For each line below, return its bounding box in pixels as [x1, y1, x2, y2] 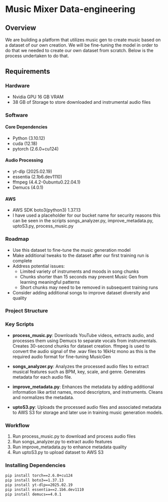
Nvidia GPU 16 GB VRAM [12, 94, 64, 100]
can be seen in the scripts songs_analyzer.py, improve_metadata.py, [12, 218, 154, 224]
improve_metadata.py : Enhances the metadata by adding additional [12, 384, 154, 390]
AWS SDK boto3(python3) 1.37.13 [12, 207, 81, 213]
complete [12, 257, 33, 264]
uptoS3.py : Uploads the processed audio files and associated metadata [12, 404, 161, 410]
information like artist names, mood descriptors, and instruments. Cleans [12, 389, 163, 395]
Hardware [5, 82, 30, 89]
